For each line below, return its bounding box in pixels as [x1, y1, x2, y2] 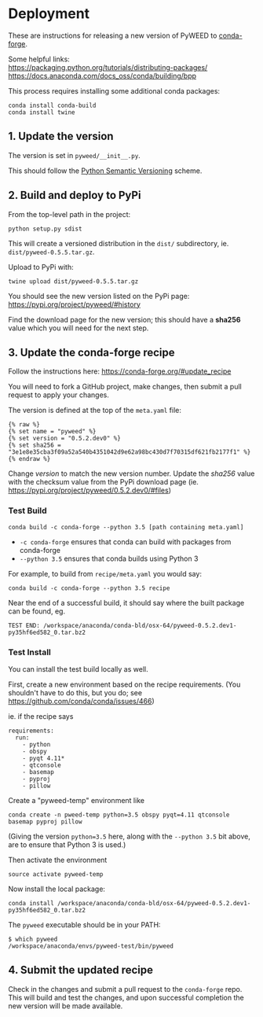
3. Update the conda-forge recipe [8, 345, 175, 359]
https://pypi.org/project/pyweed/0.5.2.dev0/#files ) [8, 485, 171, 496]
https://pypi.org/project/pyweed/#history [8, 300, 141, 309]
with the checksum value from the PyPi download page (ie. [8, 477, 199, 487]
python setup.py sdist [8, 225, 82, 233]
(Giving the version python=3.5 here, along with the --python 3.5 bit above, [8, 831, 251, 841]
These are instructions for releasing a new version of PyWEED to [8, 31, 217, 40]
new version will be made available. [8, 1000, 123, 1011]
